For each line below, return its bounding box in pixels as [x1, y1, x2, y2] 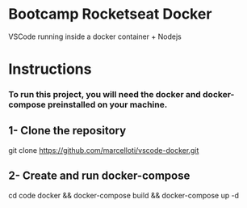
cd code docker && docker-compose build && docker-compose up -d [8, 190, 240, 200]
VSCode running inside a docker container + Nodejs [8, 32, 182, 41]
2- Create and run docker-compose [8, 169, 190, 183]
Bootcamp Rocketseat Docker [8, 5, 212, 23]
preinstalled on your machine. [47, 99, 168, 110]
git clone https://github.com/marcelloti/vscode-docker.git [8, 145, 199, 155]
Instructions [8, 60, 92, 79]
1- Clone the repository [8, 124, 127, 138]
